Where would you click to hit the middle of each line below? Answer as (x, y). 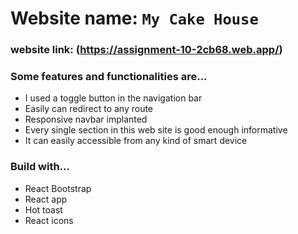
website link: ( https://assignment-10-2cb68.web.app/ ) (146, 50)
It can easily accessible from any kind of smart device (136, 141)
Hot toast (43, 209)
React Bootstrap (58, 188)
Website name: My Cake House (134, 18)
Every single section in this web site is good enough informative (156, 130)
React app (46, 199)
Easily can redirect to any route (89, 109)
